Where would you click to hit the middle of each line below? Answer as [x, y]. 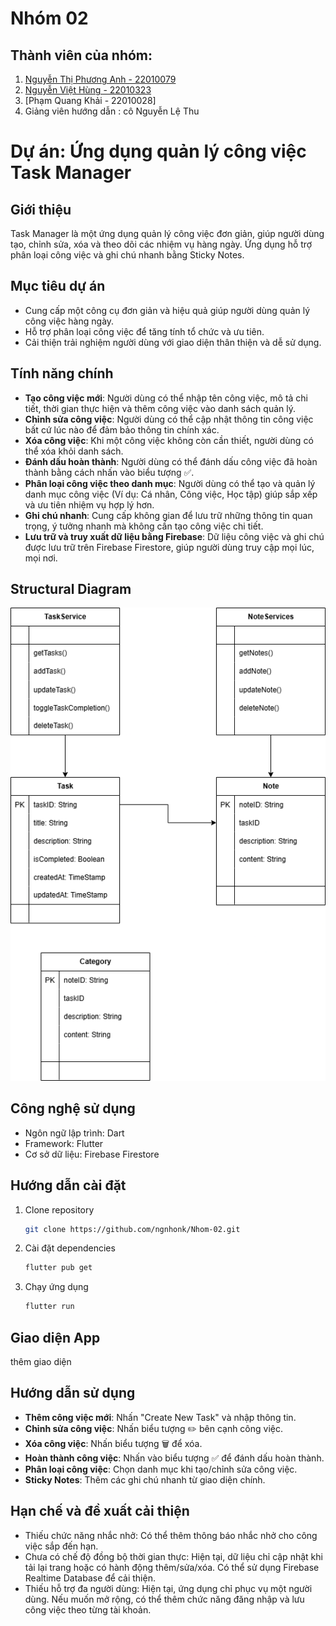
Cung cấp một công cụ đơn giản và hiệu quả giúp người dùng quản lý [167, 310]
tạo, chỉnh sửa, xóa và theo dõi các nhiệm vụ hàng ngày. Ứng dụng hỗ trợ [161, 244]
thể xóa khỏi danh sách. [74, 451]
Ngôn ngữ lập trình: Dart [74, 1133]
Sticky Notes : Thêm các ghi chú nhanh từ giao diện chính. [145, 1479]
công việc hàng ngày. [69, 321]
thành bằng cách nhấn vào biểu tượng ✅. [109, 472]
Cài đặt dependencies [70, 1248]
